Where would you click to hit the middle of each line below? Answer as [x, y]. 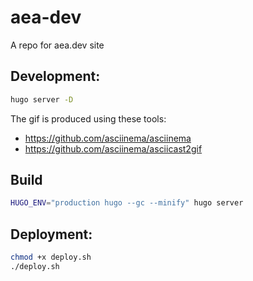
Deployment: [51, 234]
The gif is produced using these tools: [88, 118]
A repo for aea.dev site [57, 45]
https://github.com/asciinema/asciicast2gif [113, 148]
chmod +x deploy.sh [51, 257]
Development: [55, 76]
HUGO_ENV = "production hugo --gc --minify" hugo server [127, 203]
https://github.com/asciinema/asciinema [108, 138]
